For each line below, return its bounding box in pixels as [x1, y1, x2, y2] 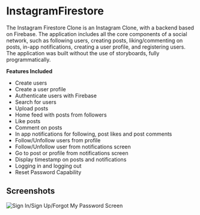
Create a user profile [14, 85, 66, 92]
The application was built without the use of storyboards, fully [6, 49, 160, 56]
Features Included [6, 67, 53, 74]
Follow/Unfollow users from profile [14, 136, 101, 144]
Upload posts [14, 104, 49, 112]
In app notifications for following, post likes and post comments [14, 130, 172, 138]
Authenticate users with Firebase [14, 92, 97, 99]
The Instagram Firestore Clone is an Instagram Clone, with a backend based [6, 24, 194, 31]
